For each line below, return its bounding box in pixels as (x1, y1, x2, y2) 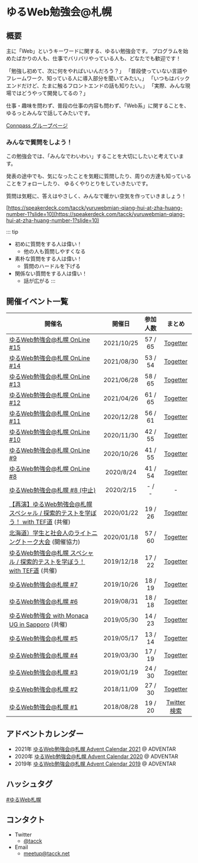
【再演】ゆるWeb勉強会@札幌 (9, 500, 93, 508)
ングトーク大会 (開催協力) (9, 538, 81, 546)
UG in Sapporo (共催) (9, 620, 68, 629)
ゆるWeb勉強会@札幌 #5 (9, 635, 78, 643)
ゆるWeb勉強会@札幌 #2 (9, 685, 78, 694)
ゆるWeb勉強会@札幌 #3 (9, 668, 78, 676)
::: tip (6, 228, 19, 236)
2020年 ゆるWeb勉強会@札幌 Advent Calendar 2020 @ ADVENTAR (14, 753, 179, 760)
